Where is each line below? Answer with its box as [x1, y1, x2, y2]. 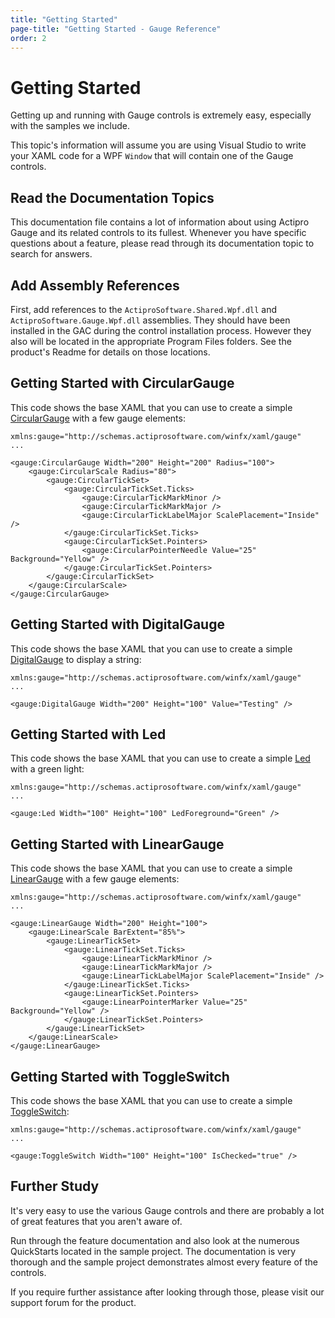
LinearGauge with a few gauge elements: [10, 873, 180, 885]
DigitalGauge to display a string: [10, 653, 142, 665]
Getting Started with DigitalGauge [10, 616, 225, 633]
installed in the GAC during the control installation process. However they [10, 324, 312, 336]
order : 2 [10, 33, 47, 43]
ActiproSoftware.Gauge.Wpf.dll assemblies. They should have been [10, 314, 291, 326]
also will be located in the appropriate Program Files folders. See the [10, 335, 292, 347]
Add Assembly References [10, 277, 180, 294]
